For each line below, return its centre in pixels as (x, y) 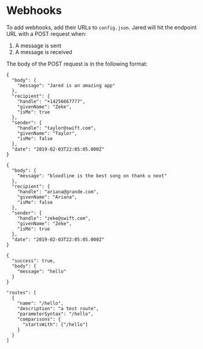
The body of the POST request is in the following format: (77, 64)
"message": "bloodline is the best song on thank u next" (92, 176)
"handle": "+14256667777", (51, 101)
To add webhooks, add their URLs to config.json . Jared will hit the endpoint (101, 27)
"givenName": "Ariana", (47, 197)
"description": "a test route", (58, 308)
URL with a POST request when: (46, 33)
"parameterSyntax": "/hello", (56, 314)
